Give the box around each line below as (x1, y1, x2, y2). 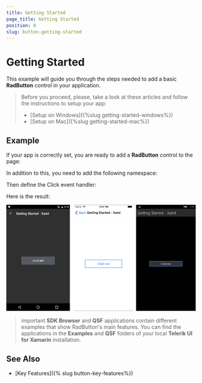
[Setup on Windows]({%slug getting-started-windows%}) (29, 111, 173, 119)
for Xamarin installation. (20, 336, 81, 343)
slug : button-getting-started (6, 29, 82, 35)
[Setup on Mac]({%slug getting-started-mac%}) (29, 118, 150, 125)
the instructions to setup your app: (20, 100, 107, 107)
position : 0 (6, 22, 36, 28)
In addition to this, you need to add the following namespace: (6, 169, 158, 176)
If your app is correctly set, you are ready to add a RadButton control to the (6, 151, 194, 158)
